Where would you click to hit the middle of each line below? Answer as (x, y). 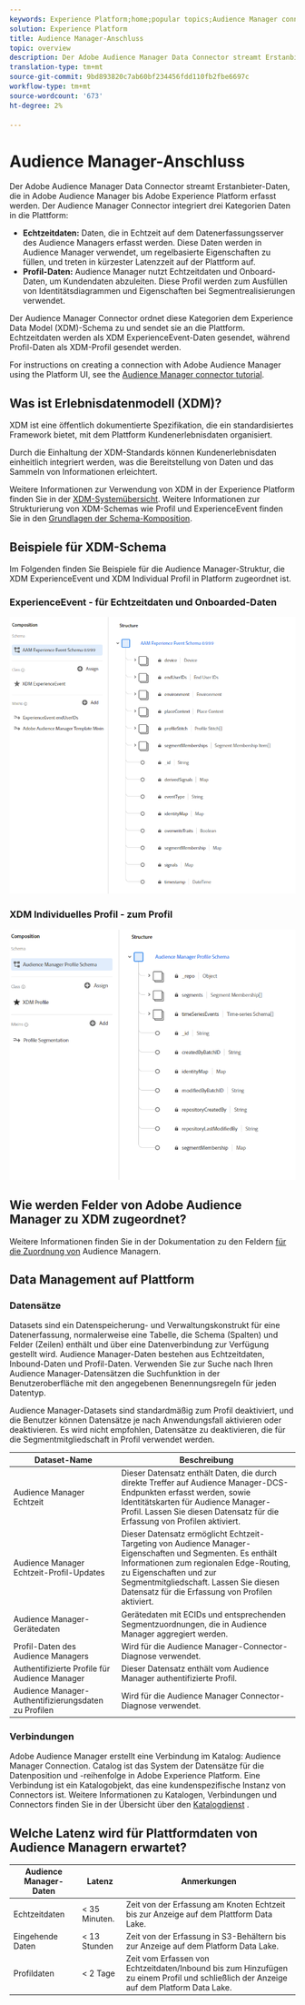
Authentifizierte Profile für (62, 1668)
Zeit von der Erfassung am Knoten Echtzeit (206, 1904)
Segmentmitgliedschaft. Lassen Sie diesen (200, 1582)
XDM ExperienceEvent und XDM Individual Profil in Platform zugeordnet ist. (151, 579)
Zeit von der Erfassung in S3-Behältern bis (206, 1936)
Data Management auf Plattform (102, 1280)
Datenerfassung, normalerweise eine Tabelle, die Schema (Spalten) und (144, 1335)
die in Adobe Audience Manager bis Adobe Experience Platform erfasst (143, 196)
